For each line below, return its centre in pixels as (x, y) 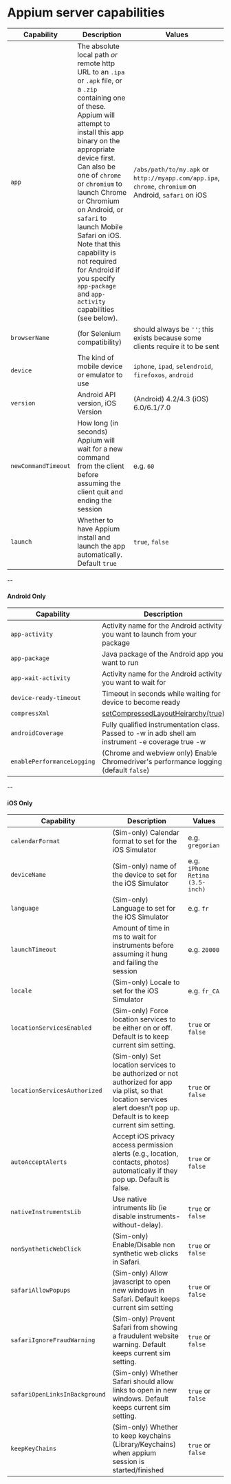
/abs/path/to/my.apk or (171, 169)
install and (94, 537)
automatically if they (145, 1171)
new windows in (139, 1291)
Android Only (26, 596)
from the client (101, 466)
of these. (92, 106)
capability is (97, 253)
